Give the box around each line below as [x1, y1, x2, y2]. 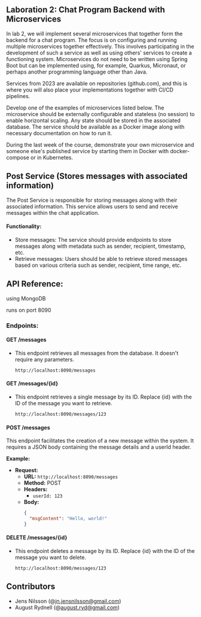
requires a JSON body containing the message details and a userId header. [6, 443, 191, 451]
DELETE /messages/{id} [6, 534, 68, 541]
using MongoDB [6, 294, 46, 302]
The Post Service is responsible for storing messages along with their [6, 196, 178, 203]
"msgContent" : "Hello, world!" [29, 516, 108, 522]
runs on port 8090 [6, 306, 51, 314]
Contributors [6, 582, 56, 592]
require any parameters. [14, 355, 75, 363]
